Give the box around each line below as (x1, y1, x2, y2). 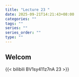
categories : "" (5, 16, 37, 21)
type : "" (5, 35, 23, 40)
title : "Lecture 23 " (5, 7, 50, 12)
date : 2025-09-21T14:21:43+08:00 (5, 12, 75, 17)
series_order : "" (5, 30, 41, 35)
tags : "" (5, 21, 23, 26)
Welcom (5, 53, 31, 62)
